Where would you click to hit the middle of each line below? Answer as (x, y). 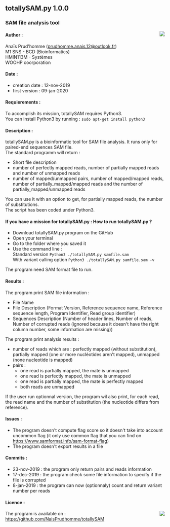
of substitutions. (22, 204)
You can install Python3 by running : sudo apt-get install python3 (75, 119)
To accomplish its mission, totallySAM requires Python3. (64, 113)
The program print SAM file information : (47, 292)
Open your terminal (33, 238)
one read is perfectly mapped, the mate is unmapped (75, 376)
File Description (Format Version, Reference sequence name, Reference (88, 308)
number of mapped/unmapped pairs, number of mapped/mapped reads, (88, 179)
